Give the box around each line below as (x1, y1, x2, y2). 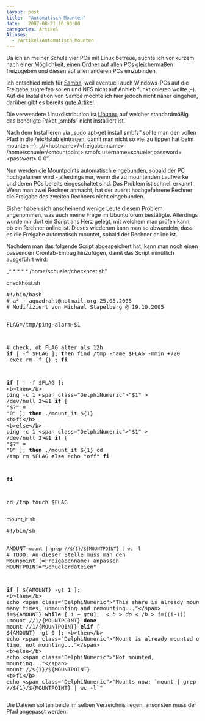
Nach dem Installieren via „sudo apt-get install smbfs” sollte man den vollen (6, 129, 196, 136)
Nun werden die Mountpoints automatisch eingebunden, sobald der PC (6, 167, 185, 174)
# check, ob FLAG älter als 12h (6, 344, 103, 351)
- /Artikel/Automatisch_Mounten (12, 37, 95, 43)
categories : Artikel (6, 26, 59, 32)
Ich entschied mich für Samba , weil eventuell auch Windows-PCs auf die (6, 79, 189, 86)
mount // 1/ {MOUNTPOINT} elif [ (6, 623, 100, 630)
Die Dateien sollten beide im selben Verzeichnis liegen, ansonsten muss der (6, 701, 197, 708)
